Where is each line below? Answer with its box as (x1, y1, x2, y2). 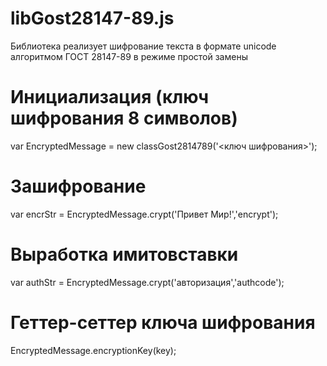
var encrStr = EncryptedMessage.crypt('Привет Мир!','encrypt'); (10, 208, 279, 220)
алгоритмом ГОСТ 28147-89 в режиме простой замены (10, 50, 248, 62)
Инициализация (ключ (10, 86, 210, 109)
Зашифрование (10, 175, 147, 198)
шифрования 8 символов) (10, 107, 238, 130)
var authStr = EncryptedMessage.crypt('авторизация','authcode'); (10, 276, 285, 288)
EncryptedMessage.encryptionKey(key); (10, 344, 177, 356)
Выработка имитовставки (10, 243, 239, 266)
